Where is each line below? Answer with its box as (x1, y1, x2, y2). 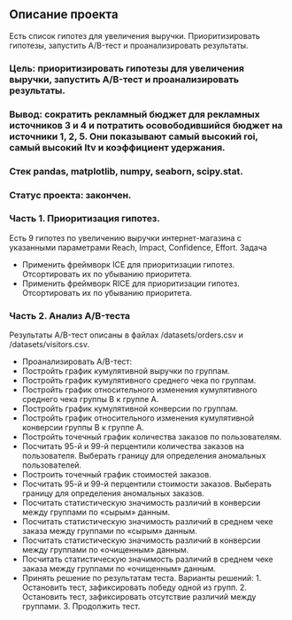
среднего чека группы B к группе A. (21, 394, 159, 405)
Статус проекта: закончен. (9, 189, 132, 201)
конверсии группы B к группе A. (21, 422, 144, 433)
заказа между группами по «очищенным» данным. (21, 563, 217, 574)
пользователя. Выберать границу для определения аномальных (21, 451, 266, 461)
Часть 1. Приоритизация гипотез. (9, 213, 161, 225)
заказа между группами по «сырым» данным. (21, 526, 197, 537)
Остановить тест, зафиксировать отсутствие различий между (21, 592, 257, 602)
